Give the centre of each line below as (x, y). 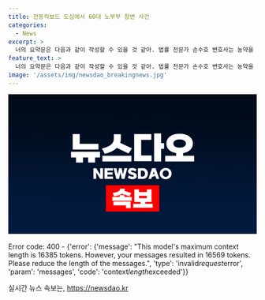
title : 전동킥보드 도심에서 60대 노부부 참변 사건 (79, 17)
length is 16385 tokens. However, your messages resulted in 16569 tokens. (129, 255)
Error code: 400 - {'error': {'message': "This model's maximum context (123, 247)
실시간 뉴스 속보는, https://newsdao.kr (68, 288)
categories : (28, 25)
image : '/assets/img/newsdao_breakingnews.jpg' (88, 75)
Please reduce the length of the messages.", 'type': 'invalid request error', (125, 264)
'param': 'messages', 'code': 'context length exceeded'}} (99, 272)
